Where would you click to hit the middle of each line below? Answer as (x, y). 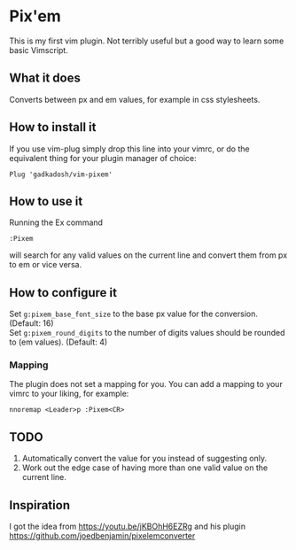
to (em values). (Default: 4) (58, 342)
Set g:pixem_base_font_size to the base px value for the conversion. (134, 314)
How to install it (53, 127)
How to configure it (63, 293)
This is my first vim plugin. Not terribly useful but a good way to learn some (147, 41)
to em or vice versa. (46, 265)
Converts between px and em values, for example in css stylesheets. (135, 99)
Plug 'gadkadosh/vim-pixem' (61, 174)
